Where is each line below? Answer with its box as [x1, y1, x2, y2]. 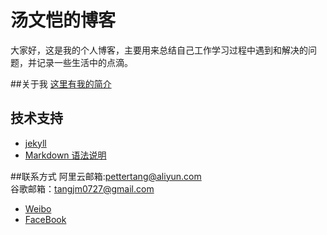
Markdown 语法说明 [24, 149, 107, 161]
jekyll [24, 137, 47, 149]
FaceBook [24, 213, 67, 225]
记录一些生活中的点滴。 [36, 56, 133, 68]
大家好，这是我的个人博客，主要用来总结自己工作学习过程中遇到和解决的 [10, 44, 308, 56]
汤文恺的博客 [10, 9, 117, 32]
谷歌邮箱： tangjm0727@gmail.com [10, 182, 155, 195]
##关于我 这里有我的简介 [10, 77, 112, 90]
